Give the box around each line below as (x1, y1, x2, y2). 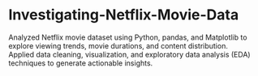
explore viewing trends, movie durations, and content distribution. (8, 40, 229, 50)
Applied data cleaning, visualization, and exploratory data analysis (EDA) (8, 49, 251, 59)
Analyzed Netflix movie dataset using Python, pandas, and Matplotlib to (8, 32, 247, 42)
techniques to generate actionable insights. (8, 58, 153, 68)
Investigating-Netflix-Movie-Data (8, 6, 239, 24)
